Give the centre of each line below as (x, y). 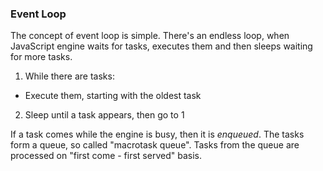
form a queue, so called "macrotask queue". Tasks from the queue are (155, 145)
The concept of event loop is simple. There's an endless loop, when (150, 36)
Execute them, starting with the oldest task (113, 96)
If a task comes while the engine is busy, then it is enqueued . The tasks (157, 134)
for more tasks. (41, 57)
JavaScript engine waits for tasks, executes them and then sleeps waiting (161, 46)
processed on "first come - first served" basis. (106, 156)
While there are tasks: (69, 76)
